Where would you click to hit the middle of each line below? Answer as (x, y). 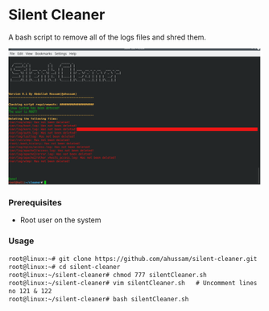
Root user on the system (61, 220)
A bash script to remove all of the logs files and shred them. (108, 37)
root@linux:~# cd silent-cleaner (64, 267)
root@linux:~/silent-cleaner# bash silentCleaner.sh (99, 299)
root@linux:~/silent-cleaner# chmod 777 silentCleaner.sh (108, 275)
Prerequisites (35, 203)
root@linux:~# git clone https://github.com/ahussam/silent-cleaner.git (133, 259)
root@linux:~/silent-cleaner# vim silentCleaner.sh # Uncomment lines (133, 283)
